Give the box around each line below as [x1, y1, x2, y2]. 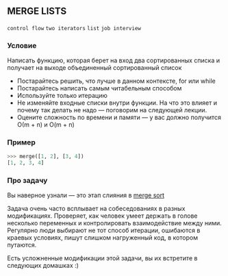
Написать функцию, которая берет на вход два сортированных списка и [7, 56, 220, 64]
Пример [7, 138, 36, 147]
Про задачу [7, 176, 48, 186]
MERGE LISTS [7, 5, 67, 17]
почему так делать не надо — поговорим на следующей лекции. [16, 106, 207, 114]
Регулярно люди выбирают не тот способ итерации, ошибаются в [7, 226, 201, 235]
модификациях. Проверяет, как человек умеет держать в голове [7, 212, 198, 220]
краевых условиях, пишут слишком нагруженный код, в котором [7, 234, 199, 242]
